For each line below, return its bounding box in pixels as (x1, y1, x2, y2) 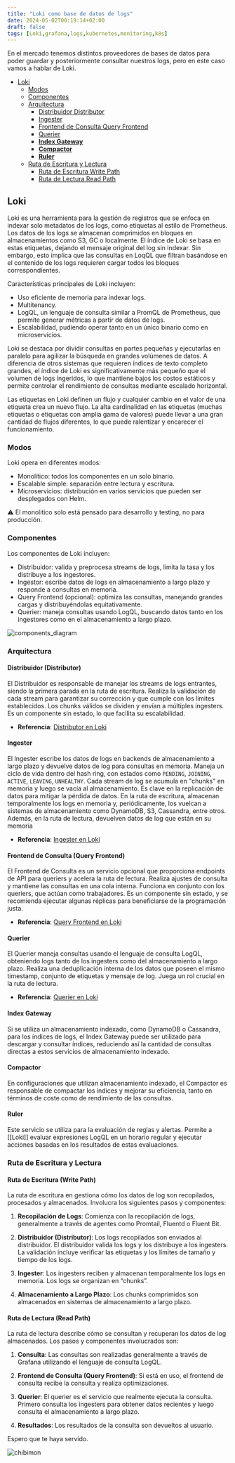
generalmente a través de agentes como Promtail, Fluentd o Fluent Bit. (17, 1220, 222, 1228)
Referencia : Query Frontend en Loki (17, 918, 122, 926)
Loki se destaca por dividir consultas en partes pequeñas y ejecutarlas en (7, 344, 221, 353)
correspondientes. (7, 266, 61, 275)
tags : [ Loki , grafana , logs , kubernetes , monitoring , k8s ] (7, 30, 168, 37)
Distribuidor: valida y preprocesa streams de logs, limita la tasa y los (17, 563, 215, 571)
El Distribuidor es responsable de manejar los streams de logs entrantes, (7, 679, 217, 687)
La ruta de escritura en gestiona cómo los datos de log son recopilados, (7, 1191, 215, 1199)
